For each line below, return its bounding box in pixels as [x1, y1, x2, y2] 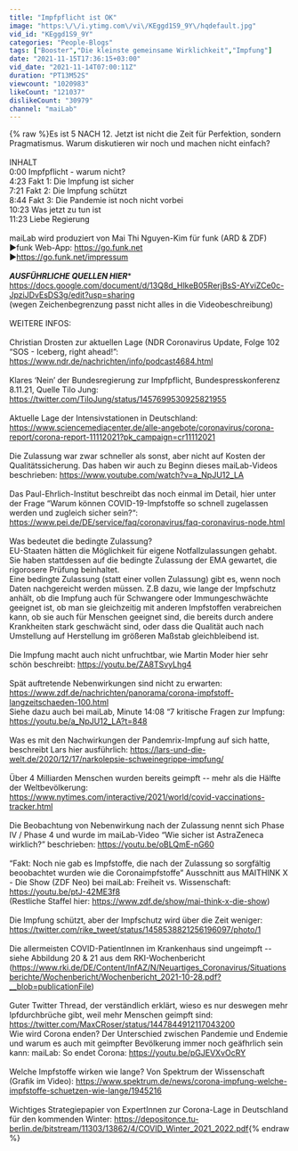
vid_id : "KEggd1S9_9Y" [9, 29, 93, 38]
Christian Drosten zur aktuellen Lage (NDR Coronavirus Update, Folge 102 [9, 337, 280, 348]
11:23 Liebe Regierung [9, 214, 91, 225]
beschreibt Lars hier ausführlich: [9, 744, 129, 755]
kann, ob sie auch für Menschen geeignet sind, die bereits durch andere [9, 612, 274, 622]
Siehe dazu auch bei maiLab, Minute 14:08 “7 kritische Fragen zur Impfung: [9, 706, 286, 718]
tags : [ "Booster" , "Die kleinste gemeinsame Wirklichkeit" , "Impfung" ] [9, 46, 273, 55]
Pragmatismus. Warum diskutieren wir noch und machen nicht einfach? [9, 138, 270, 149]
